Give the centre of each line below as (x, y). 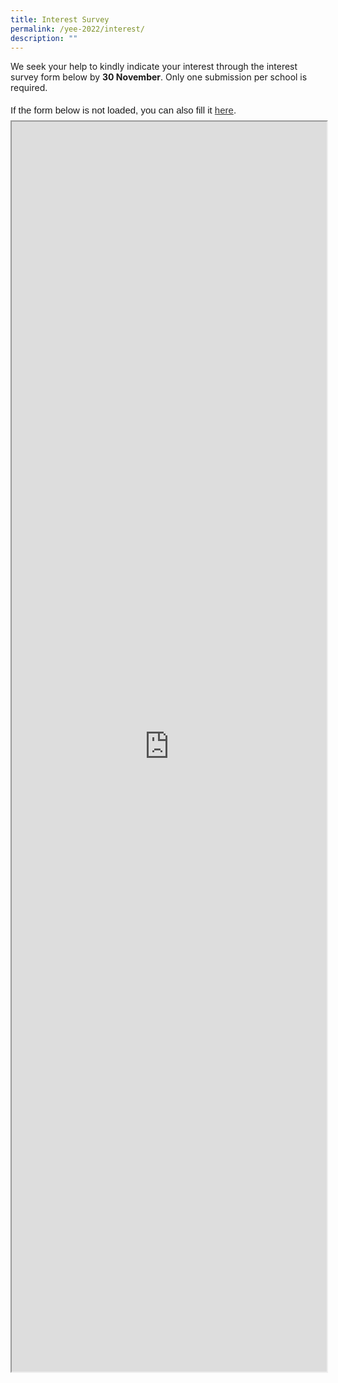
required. (29, 88)
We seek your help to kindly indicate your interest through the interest (154, 67)
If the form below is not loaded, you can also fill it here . (123, 110)
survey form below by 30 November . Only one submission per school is (159, 77)
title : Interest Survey (60, 19)
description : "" (44, 38)
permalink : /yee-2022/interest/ (77, 29)
